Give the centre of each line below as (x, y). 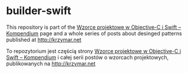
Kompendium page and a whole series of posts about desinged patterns (94, 33)
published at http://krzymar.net (44, 39)
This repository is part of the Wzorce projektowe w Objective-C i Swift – (94, 27)
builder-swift (39, 11)
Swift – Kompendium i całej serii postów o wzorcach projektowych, (87, 57)
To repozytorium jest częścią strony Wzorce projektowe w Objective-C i (94, 51)
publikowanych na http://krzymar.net (51, 64)
